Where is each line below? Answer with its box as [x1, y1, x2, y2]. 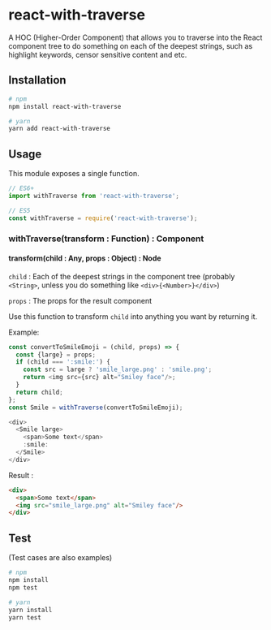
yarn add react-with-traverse [8, 124, 111, 133]
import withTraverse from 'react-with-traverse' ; [8, 192, 180, 200]
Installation [8, 73, 67, 87]
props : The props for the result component [8, 296, 153, 305]
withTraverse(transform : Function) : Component [8, 233, 204, 244]
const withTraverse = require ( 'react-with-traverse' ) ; [8, 214, 198, 222]
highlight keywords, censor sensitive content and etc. [8, 50, 187, 59]
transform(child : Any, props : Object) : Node [8, 253, 161, 263]
